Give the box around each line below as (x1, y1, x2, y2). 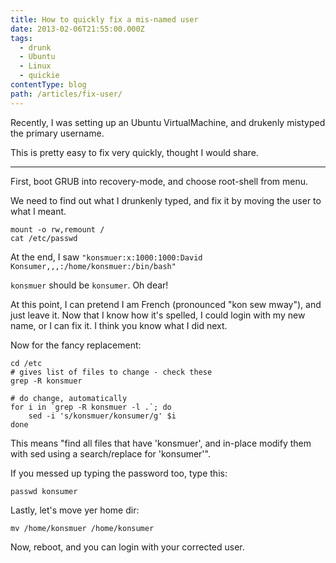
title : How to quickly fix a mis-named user (10, 14, 199, 25)
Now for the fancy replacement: (10, 339, 142, 351)
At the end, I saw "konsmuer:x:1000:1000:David (10, 251, 203, 263)
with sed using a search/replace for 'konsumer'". (10, 447, 211, 460)
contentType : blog (10, 80, 87, 90)
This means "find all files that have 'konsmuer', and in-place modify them (10, 437, 312, 449)
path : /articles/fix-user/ (10, 89, 123, 99)
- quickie (19, 71, 60, 81)
